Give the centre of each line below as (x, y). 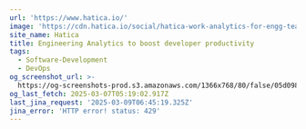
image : (22, 26)
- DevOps (34, 69)
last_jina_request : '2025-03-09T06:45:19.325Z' (102, 102)
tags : (20, 52)
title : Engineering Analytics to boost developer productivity (132, 43)
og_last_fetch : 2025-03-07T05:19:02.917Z (89, 94)
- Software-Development (62, 60)
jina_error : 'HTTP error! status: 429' (85, 111)
